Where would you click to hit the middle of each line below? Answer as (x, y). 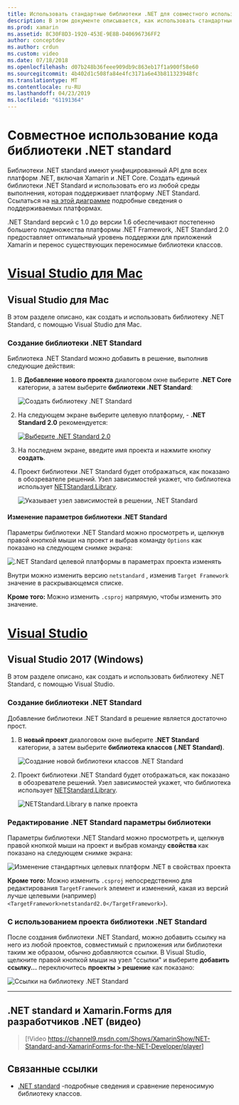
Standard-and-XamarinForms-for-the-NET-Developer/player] (114, 1047)
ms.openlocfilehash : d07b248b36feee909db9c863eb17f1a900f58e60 (103, 67)
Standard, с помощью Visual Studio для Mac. (75, 324)
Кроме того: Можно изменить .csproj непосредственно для (100, 880)
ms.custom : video (33, 54)
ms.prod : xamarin (33, 27)
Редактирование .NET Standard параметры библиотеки (109, 822)
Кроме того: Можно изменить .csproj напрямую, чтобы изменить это (115, 597)
